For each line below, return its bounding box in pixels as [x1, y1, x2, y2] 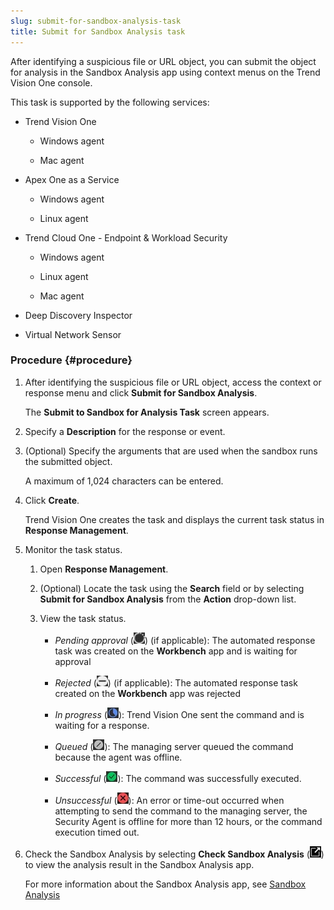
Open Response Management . [39, 563, 169, 575]
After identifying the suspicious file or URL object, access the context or [24, 376, 322, 388]
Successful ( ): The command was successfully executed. [54, 772, 302, 784]
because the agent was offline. [54, 751, 183, 763]
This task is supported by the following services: [10, 96, 210, 108]
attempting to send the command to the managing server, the [54, 805, 308, 817]
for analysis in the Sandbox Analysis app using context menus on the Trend [10, 66, 321, 78]
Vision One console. [10, 76, 93, 89]
